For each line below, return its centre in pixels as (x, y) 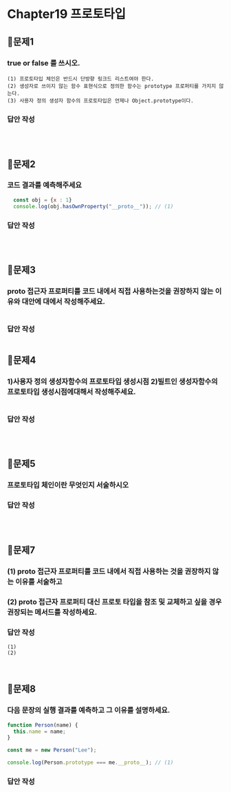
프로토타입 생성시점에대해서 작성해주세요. (71, 392)
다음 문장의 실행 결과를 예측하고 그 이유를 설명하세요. (89, 710)
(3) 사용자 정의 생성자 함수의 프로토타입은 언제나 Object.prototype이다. (100, 100)
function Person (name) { (43, 725)
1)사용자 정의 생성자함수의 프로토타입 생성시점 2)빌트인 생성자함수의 (112, 382)
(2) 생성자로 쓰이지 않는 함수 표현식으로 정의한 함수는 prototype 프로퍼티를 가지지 (112, 86)
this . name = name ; (40, 731)
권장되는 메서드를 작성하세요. (52, 612)
